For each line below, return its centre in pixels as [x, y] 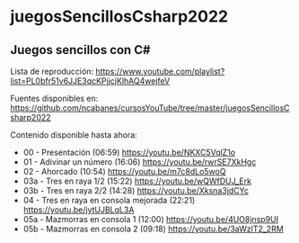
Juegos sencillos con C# [80, 50]
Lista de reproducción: [52, 71]
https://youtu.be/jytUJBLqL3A [79, 210]
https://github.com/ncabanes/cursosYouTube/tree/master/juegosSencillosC [150, 108]
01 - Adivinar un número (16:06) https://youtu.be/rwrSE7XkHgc [140, 162]
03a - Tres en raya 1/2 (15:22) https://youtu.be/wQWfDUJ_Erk [137, 181]
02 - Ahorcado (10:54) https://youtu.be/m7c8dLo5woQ [124, 171]
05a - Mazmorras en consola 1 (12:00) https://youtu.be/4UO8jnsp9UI [151, 219]
